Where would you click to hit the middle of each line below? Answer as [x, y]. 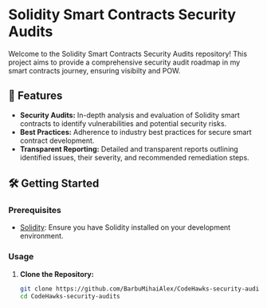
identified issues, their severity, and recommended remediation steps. [134, 157]
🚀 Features [35, 96]
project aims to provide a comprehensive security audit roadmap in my [124, 62]
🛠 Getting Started [54, 184]
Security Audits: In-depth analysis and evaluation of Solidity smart [130, 115]
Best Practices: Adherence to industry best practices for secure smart [136, 132]
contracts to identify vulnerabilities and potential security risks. [123, 123]
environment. [41, 236]
